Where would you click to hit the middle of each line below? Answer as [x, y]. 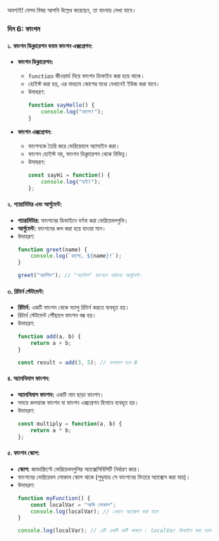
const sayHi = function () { [69, 175]
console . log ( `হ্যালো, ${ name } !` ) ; [76, 256]
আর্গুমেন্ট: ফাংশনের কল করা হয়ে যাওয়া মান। [62, 228]
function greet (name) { [52, 250]
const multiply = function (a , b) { [70, 424]
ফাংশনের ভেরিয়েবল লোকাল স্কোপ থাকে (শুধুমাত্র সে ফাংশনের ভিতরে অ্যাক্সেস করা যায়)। [104, 477]
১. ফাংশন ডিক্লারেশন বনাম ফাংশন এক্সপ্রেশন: [50, 46]
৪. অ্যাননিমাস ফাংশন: [29, 378]
